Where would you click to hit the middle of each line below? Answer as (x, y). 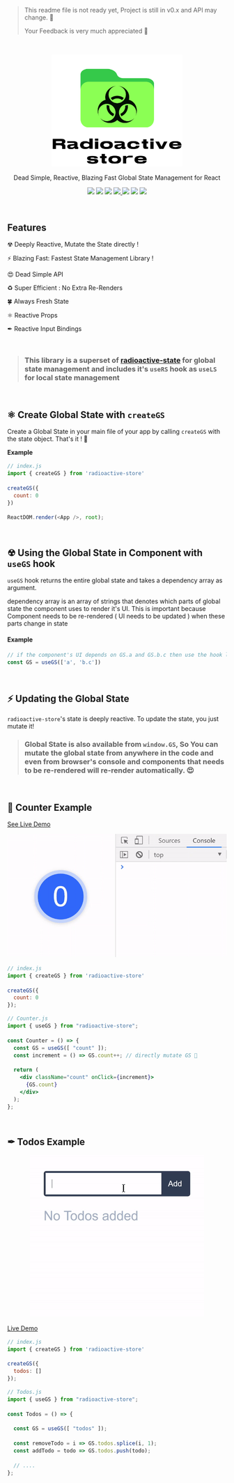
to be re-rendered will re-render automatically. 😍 (109, 770)
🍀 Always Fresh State (38, 302)
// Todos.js (24, 1392)
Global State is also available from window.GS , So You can (121, 744)
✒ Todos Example (46, 1142)
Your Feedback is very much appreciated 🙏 (86, 31)
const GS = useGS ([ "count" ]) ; (61, 1048)
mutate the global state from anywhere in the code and (119, 753)
